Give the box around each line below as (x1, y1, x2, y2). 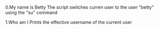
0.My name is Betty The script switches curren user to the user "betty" (5, 4, 154, 10)
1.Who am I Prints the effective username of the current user (5, 19, 132, 25)
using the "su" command (5, 9, 58, 15)
